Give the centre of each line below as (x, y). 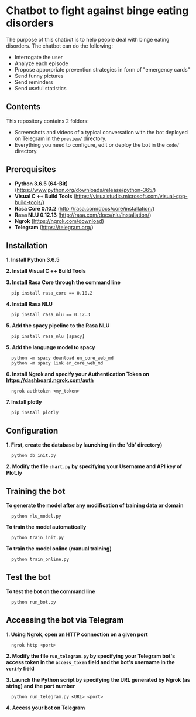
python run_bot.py (34, 602)
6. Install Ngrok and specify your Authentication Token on (78, 374)
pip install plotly (35, 413)
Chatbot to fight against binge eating (97, 11)
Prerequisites (31, 169)
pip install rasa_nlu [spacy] (48, 336)
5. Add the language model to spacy (51, 347)
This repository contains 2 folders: (47, 121)
